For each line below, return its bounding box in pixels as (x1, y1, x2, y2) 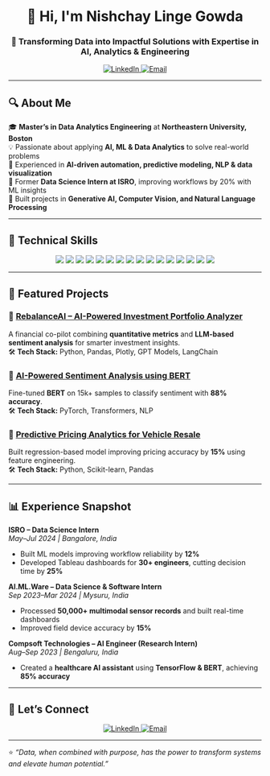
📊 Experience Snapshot (8, 499, 132, 514)
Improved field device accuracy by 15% (19, 623, 152, 633)
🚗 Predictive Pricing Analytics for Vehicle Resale (8, 429, 201, 440)
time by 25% (19, 567, 63, 576)
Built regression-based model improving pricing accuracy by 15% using (8, 447, 246, 457)
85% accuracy (19, 671, 71, 681)
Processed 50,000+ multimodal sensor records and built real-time (19, 606, 244, 616)
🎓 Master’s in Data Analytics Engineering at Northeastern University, (8, 122, 247, 132)
